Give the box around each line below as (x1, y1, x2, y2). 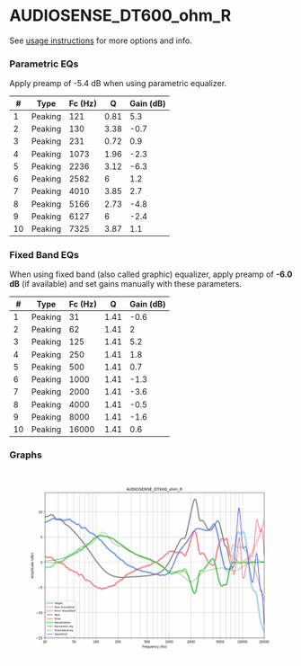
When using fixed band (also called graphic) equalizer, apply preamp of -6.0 (9, 269, 293, 280)
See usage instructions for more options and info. (9, 35, 193, 46)
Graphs (9, 448, 42, 461)
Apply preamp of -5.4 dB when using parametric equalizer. (9, 78, 227, 89)
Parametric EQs (9, 58, 79, 70)
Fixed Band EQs (9, 248, 79, 261)
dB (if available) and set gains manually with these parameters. (9, 279, 243, 289)
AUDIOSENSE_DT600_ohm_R (9, 5, 232, 26)
